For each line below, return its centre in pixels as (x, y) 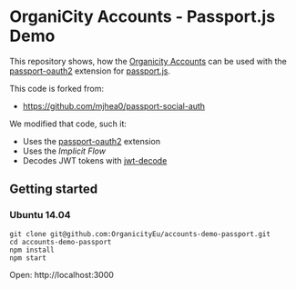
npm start (28, 258)
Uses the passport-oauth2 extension (92, 141)
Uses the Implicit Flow (64, 151)
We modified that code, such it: (68, 124)
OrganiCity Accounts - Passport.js (143, 17)
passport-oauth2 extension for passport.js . (90, 71)
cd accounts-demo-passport (61, 242)
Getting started (54, 189)
